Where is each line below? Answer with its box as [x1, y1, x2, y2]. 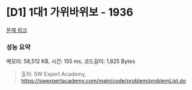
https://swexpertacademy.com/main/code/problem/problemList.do [20, 77, 187, 85]
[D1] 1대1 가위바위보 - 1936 [6, 5, 134, 19]
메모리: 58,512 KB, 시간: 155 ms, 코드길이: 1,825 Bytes [6, 58, 136, 65]
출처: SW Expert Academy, [20, 70, 86, 78]
